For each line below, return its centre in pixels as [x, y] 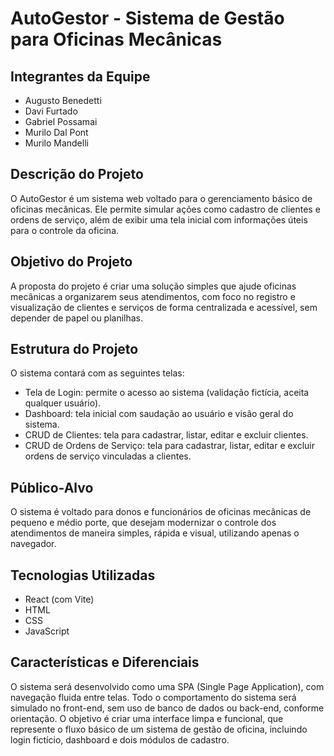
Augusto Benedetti [63, 100]
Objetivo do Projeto [71, 262]
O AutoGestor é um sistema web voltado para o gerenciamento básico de [161, 198]
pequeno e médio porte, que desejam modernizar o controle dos [143, 523]
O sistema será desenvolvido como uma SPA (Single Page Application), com [167, 686]
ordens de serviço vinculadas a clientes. [108, 456]
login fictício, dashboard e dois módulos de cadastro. [120, 739]
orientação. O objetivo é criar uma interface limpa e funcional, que [147, 718]
